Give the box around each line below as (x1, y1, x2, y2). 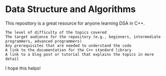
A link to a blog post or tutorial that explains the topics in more (5, 52, 154, 57)
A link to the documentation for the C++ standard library (5, 47, 132, 52)
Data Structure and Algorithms (5, 4, 136, 15)
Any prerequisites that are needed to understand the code (5, 43, 132, 48)
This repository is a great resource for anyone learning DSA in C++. (5, 20, 145, 26)
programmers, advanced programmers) (5, 39, 82, 44)
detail (5, 56, 19, 61)
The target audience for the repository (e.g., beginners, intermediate (5, 34, 161, 39)
